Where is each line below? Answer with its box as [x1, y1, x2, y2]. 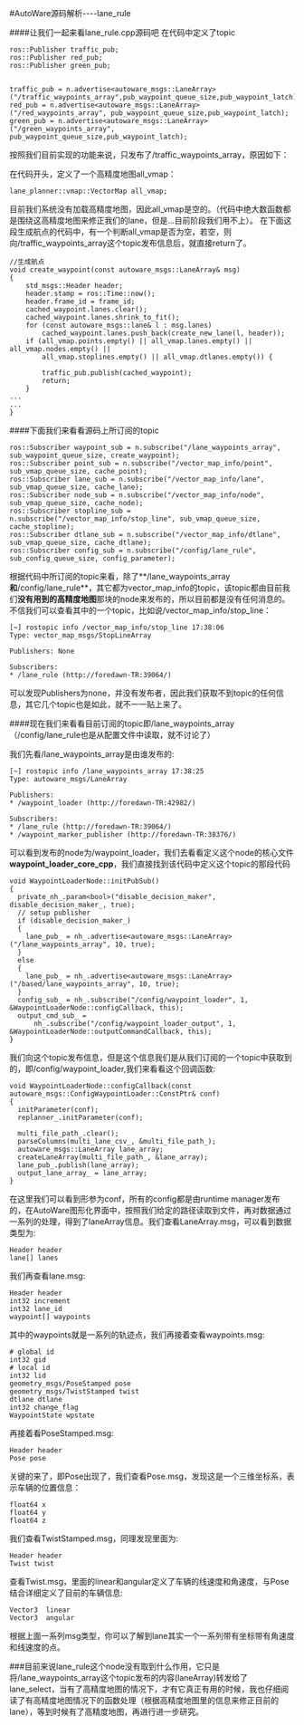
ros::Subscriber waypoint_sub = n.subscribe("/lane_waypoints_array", [9, 443, 281, 452]
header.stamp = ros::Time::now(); [25, 289, 156, 298]
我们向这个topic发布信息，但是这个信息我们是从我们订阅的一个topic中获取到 [9, 1052, 292, 1062]
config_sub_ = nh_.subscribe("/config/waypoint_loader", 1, [17, 995, 249, 1004]
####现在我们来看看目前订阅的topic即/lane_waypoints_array [9, 718, 235, 729]
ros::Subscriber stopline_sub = [9, 506, 131, 515]
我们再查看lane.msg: [9, 1270, 86, 1281]
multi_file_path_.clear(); [17, 1129, 119, 1138]
